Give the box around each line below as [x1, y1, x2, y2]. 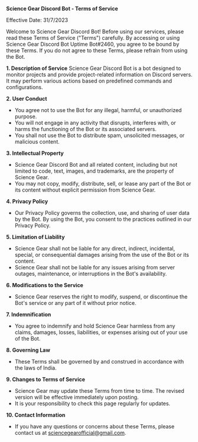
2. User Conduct [6, 95, 47, 102]
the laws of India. [14, 364, 57, 371]
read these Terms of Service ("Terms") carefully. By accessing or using [6, 34, 180, 41]
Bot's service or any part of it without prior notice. [14, 300, 137, 306]
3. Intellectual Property [6, 150, 64, 157]
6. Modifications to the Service [6, 282, 84, 288]
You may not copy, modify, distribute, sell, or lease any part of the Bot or [14, 180, 191, 187]
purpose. [14, 113, 37, 120]
